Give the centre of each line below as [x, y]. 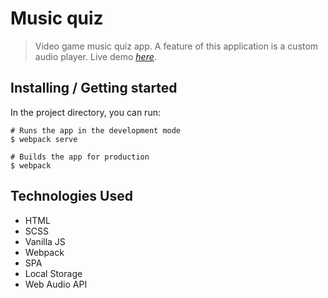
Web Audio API [56, 284]
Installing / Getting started [94, 88]
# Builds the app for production [80, 157]
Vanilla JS [45, 241]
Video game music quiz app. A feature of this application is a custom [176, 46]
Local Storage [53, 273]
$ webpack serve [44, 139]
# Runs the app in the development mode [96, 130]
